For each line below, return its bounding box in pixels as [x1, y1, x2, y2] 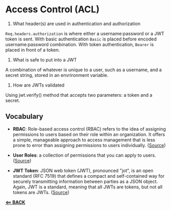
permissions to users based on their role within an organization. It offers [12, 131, 165, 137]
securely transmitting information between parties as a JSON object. [12, 178, 158, 184]
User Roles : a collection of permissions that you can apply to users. [12, 152, 157, 158]
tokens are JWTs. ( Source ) [12, 189, 69, 195]
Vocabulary [5, 112, 44, 121]
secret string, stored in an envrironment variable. [5, 72, 109, 78]
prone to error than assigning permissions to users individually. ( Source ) [12, 142, 166, 148]
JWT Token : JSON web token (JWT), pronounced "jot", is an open [12, 167, 154, 174]
